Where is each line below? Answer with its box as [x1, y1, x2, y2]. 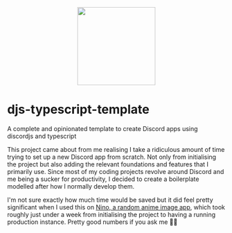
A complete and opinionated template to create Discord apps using [7, 124, 199, 132]
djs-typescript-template [7, 102, 150, 117]
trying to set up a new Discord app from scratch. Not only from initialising [7, 153, 217, 161]
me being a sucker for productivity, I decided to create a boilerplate [7, 175, 199, 183]
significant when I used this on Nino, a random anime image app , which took [7, 202, 225, 211]
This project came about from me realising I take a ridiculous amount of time [7, 145, 225, 153]
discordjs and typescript [7, 132, 77, 140]
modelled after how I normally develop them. [7, 182, 135, 190]
